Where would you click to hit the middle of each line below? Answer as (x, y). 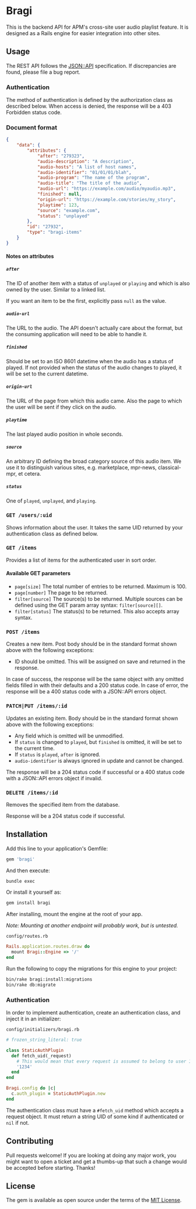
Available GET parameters (38, 573)
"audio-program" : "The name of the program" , (93, 178)
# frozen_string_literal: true (44, 1040)
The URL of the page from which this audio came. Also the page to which (94, 401)
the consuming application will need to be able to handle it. (77, 334)
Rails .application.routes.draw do (48, 947)
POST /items (23, 632)
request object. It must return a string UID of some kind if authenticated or (95, 1116)
